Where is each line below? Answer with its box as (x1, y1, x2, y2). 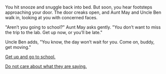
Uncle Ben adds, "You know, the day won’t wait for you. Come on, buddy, (5, 39, 155, 45)
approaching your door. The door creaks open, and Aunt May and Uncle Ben (5, 9, 162, 15)
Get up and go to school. (5, 54, 56, 60)
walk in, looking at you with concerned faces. (5, 15, 98, 20)
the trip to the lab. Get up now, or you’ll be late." (5, 30, 103, 35)
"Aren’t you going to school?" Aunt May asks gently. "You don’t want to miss (5, 24, 161, 30)
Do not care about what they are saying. (5, 64, 87, 69)
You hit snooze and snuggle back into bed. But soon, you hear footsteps (5, 4, 153, 10)
